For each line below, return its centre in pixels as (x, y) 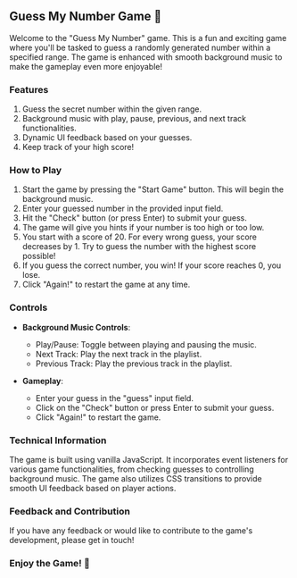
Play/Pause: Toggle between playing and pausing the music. (146, 344)
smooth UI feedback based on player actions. (93, 488)
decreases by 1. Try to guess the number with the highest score (139, 247)
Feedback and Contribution (70, 511)
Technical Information (58, 440)
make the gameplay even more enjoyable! (86, 66)
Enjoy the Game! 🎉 (50, 564)
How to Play (36, 171)
